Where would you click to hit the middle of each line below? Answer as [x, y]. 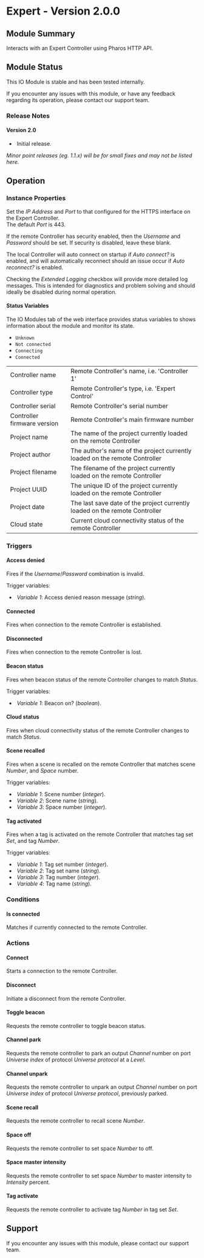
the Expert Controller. [33, 218]
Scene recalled [26, 751]
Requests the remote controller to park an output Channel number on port [99, 1053]
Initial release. [34, 143]
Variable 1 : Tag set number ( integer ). [62, 864]
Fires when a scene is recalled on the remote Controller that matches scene [101, 764]
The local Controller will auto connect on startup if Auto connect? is [90, 254]
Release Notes [28, 115]
